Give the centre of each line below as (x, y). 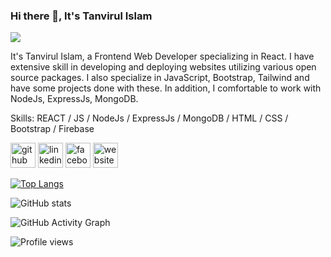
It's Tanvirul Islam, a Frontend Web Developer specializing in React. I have (162, 56)
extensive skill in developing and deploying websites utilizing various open (163, 67)
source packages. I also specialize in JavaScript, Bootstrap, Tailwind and (160, 78)
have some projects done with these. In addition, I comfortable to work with (166, 88)
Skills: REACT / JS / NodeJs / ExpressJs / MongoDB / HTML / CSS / (149, 118)
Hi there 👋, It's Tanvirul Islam (81, 16)
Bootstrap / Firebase (52, 129)
